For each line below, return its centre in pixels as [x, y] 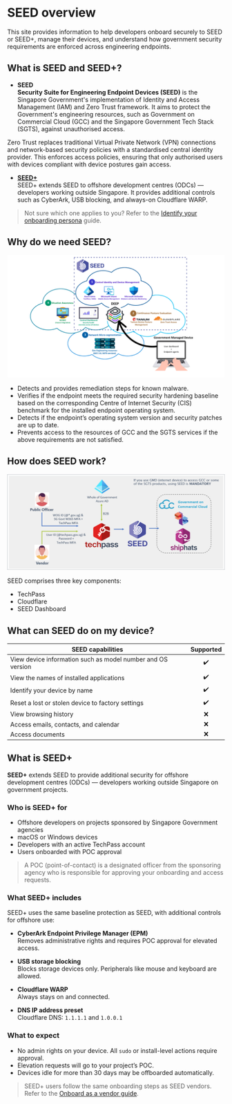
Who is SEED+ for [37, 807]
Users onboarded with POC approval [69, 852]
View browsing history [42, 714]
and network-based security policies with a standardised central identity [110, 149]
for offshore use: [31, 920]
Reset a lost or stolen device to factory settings [77, 703]
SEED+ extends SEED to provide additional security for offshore [98, 775]
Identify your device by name [51, 690]
